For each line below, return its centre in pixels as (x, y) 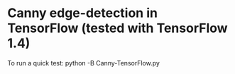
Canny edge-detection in (83, 13)
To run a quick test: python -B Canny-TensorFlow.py (83, 63)
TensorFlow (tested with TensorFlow (118, 28)
